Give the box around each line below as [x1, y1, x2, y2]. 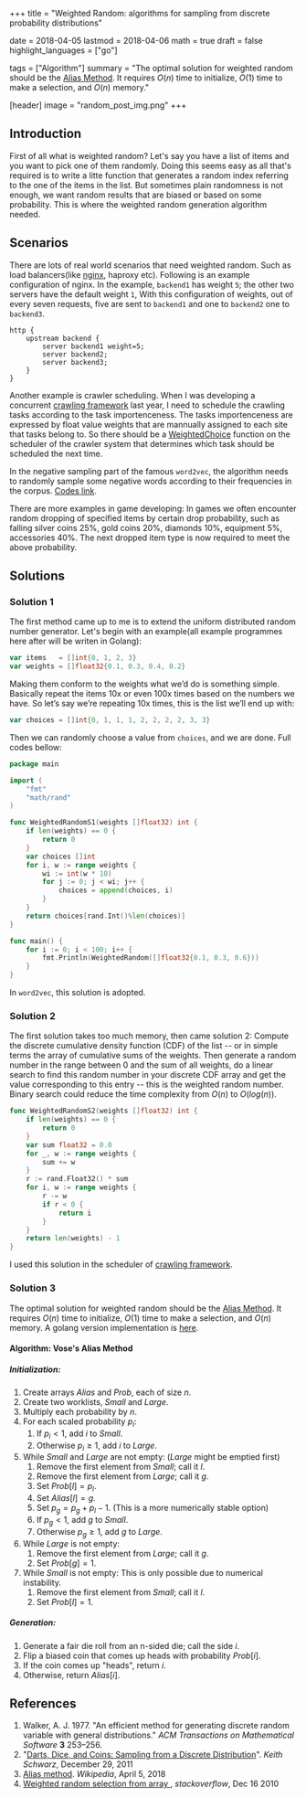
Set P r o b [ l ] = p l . [36, 1481, 97, 1494]
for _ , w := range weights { [26, 1149, 137, 1158]
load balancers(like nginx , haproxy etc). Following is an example [9, 269, 250, 280]
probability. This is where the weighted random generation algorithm [9, 198, 268, 209]
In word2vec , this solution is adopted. [9, 987, 146, 998]
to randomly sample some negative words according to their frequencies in [9, 475, 292, 486]
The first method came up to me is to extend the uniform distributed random [9, 616, 297, 627]
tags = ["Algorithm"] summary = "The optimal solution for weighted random [9, 63, 294, 73]
